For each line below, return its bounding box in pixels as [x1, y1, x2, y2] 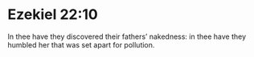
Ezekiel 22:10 [7, 6, 98, 24]
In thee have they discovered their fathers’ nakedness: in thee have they [7, 32, 247, 41]
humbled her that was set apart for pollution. [7, 40, 155, 49]
